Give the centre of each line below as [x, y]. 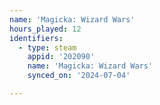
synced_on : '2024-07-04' [79, 76]
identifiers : [36, 38]
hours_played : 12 [45, 29]
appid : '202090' [61, 57]
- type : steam [47, 47]
